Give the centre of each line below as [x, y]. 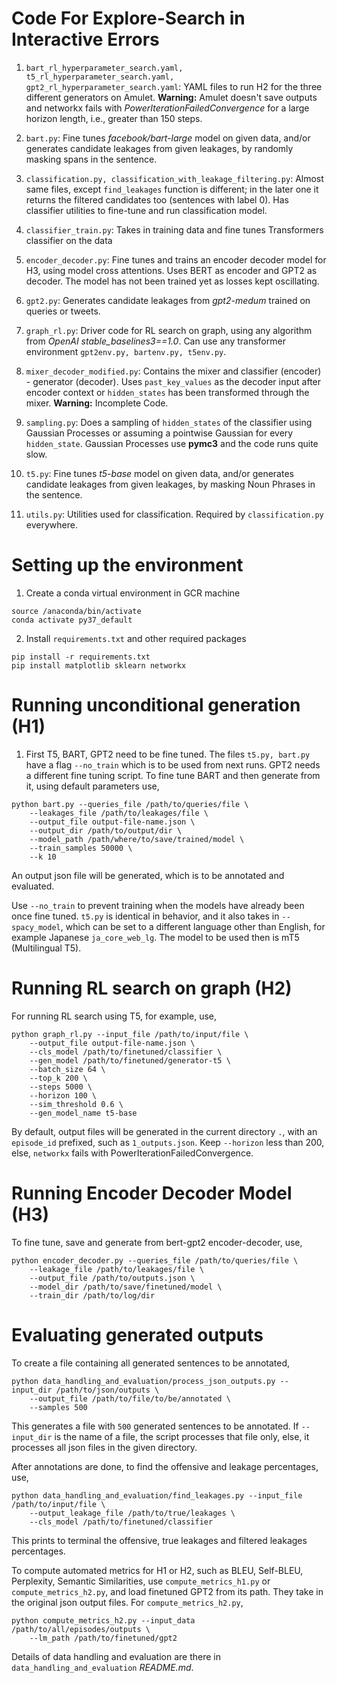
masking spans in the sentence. [91, 159]
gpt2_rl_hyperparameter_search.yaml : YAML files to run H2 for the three [174, 86]
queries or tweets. [63, 311]
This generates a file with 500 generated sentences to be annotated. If [155, 1426]
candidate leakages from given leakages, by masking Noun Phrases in [170, 484]
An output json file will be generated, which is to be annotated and [148, 875]
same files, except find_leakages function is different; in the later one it [172, 189]
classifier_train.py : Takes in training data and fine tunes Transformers [174, 229]
